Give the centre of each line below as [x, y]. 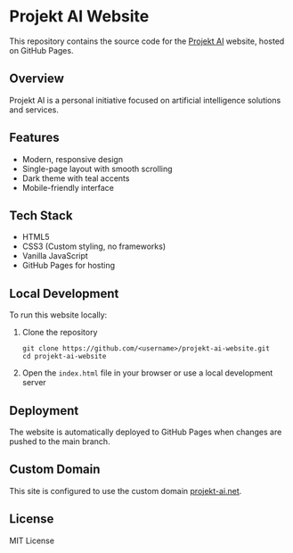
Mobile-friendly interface [68, 187]
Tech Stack [41, 215]
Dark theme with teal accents [76, 178]
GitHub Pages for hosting [69, 266]
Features [34, 138]
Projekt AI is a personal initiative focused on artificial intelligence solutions [145, 100]
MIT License [32, 541]
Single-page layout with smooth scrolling [97, 169]
